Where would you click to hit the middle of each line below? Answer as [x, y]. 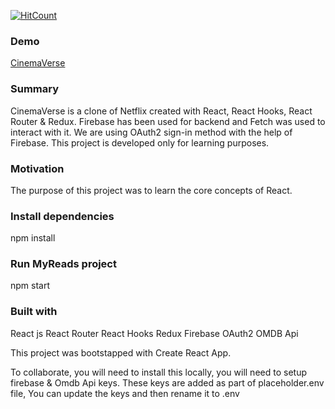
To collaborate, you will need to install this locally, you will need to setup [158, 372]
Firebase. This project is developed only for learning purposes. [140, 142]
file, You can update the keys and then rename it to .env [125, 393]
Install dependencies [62, 216]
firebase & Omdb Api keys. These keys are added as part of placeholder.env [167, 382]
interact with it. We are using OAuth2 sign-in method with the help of [151, 132]
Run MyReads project [63, 264]
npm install [33, 238]
